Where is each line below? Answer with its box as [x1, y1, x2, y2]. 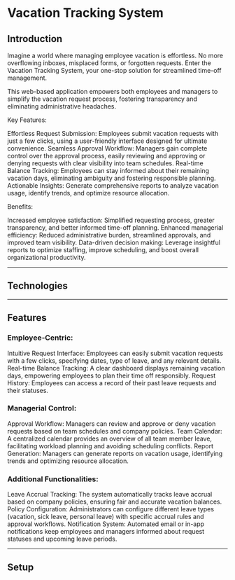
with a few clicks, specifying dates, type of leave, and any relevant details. [7, 356, 222, 365]
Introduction [7, 33, 63, 45]
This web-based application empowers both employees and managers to [7, 88, 218, 95]
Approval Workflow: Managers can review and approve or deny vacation [7, 419, 216, 428]
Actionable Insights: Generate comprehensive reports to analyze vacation [7, 181, 219, 190]
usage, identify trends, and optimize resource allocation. [7, 189, 170, 197]
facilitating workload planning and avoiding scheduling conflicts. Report [7, 441, 214, 450]
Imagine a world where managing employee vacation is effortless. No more [7, 51, 224, 60]
